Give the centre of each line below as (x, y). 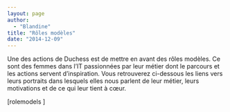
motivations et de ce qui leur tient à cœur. (67, 88)
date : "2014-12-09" (35, 39)
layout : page (26, 13)
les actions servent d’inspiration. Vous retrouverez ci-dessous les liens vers (115, 74)
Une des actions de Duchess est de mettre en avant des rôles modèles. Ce (114, 59)
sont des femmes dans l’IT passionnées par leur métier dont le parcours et (114, 66)
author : (18, 20)
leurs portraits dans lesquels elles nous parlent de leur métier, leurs (103, 81)
